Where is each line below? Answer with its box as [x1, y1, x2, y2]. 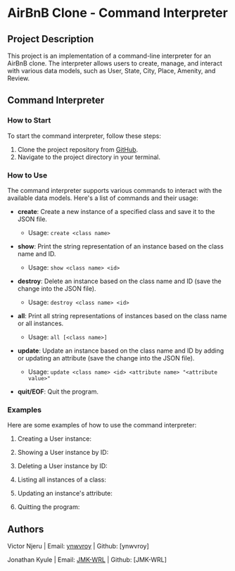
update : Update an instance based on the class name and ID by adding [17, 346, 224, 355]
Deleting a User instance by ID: [17, 462, 108, 470]
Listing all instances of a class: [17, 475, 107, 484]
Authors [7, 523, 44, 535]
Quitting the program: [17, 503, 80, 511]
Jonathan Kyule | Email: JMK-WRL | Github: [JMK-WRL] [7, 556, 167, 564]
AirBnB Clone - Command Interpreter [7, 5, 229, 21]
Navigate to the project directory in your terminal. [17, 153, 160, 161]
